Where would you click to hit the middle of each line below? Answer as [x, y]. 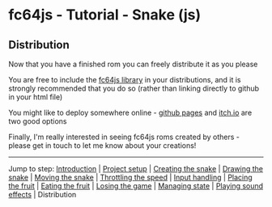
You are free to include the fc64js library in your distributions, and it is [125, 80]
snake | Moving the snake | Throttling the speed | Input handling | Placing [130, 177]
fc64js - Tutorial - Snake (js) [104, 15]
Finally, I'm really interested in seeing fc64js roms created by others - [124, 137]
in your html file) [36, 97]
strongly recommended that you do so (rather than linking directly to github [134, 88]
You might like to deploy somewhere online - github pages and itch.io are [130, 112]
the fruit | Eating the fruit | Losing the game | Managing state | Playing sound [136, 186]
